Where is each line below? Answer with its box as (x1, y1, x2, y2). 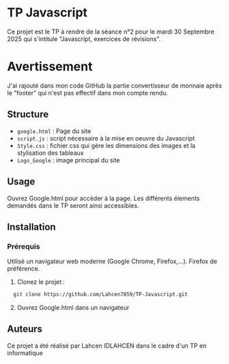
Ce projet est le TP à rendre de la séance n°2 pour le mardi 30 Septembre (7, 27, 215, 36)
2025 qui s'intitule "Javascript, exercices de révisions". (7, 34, 161, 43)
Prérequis (7, 241, 40, 251)
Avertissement (7, 59, 93, 75)
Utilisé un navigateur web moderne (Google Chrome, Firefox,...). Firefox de (7, 257, 217, 265)
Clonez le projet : (16, 278, 65, 286)
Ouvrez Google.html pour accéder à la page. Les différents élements (7, 194, 200, 202)
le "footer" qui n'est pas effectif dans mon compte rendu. (7, 88, 169, 97)
